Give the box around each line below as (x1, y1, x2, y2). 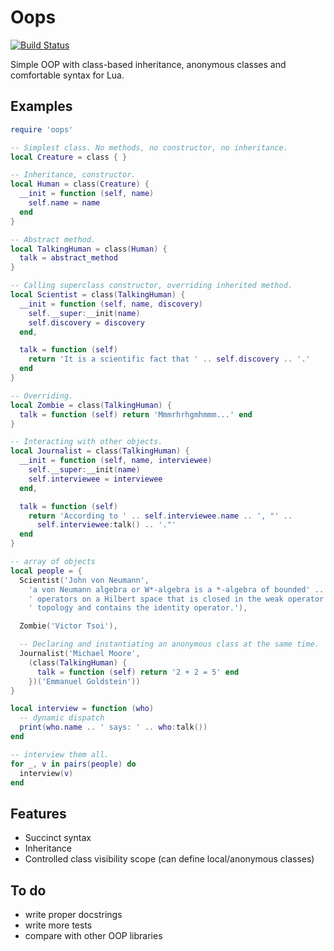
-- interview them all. (10, 749, 110, 760)
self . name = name (28, 198, 101, 208)
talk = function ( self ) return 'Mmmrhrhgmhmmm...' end (19, 409, 253, 420)
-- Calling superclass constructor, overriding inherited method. (10, 281, 293, 291)
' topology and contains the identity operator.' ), (28, 603, 248, 613)
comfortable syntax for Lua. (10, 69, 125, 81)
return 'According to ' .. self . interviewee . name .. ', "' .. (28, 511, 293, 521)
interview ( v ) (19, 768, 74, 778)
